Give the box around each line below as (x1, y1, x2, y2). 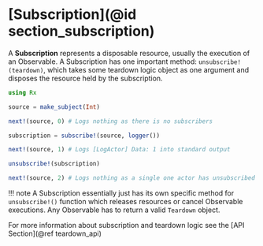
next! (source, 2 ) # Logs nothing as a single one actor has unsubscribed (8, 174, 256, 182)
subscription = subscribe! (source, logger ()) (8, 132, 160, 140)
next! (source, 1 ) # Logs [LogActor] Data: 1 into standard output (8, 146, 231, 154)
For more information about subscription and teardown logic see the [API (8, 221, 245, 230)
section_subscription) (8, 22, 155, 40)
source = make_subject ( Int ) (8, 102, 101, 111)
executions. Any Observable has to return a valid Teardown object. (8, 205, 220, 214)
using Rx (8, 88, 37, 96)
